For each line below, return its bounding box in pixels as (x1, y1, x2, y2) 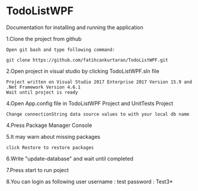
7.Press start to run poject (6, 166, 69, 173)
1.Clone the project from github (6, 35, 82, 42)
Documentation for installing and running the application (6, 24, 143, 31)
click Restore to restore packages (6, 144, 94, 151)
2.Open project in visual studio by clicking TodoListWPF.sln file (6, 67, 159, 75)
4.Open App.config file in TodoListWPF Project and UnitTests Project (6, 100, 174, 107)
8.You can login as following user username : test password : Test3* (6, 178, 173, 185)
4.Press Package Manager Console (6, 122, 92, 129)
